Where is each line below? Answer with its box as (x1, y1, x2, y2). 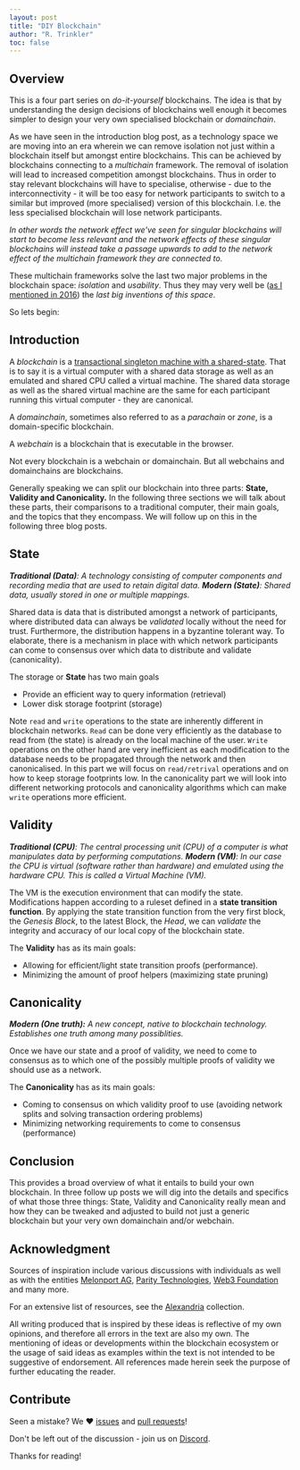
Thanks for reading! (9, 1450, 82, 1461)
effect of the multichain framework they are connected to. (9, 253, 223, 264)
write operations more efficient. (9, 791, 127, 802)
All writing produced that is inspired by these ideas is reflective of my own (9, 1318, 282, 1329)
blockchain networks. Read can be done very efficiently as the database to (9, 725, 282, 736)
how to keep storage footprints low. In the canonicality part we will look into (9, 773, 287, 783)
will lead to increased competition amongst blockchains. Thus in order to (9, 169, 277, 180)
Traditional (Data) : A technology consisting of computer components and (9, 570, 283, 581)
